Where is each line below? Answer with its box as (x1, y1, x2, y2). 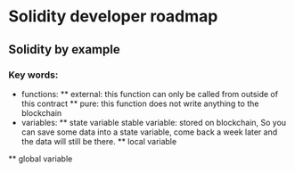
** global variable (8, 153, 73, 164)
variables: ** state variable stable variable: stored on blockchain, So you (20, 117, 287, 128)
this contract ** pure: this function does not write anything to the (20, 98, 259, 109)
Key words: (8, 69, 59, 81)
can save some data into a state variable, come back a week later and (20, 127, 278, 137)
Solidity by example (8, 42, 121, 57)
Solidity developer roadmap (8, 6, 218, 27)
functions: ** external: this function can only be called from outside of (20, 88, 278, 99)
